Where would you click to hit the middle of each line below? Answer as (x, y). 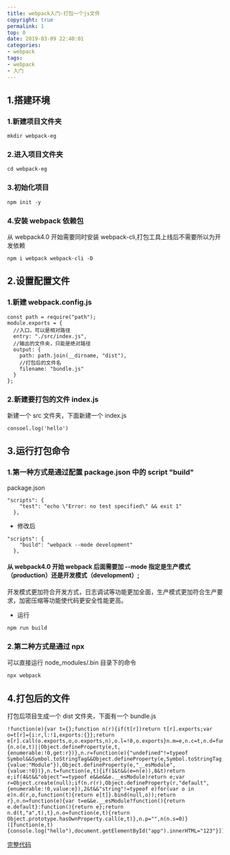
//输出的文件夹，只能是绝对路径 (52, 343)
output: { (27, 349)
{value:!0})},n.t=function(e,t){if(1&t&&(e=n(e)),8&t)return (96, 771)
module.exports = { (35, 323)
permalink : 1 (26, 26)
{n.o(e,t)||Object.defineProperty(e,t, (64, 747)
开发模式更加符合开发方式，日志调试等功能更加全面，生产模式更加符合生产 (112, 592)
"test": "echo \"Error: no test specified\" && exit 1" (101, 506)
